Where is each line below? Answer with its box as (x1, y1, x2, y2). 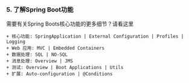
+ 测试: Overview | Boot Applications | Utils (6, 65, 124, 71)
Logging (6, 39, 26, 45)
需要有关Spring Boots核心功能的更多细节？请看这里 (6, 20, 134, 28)
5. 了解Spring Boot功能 (6, 5, 74, 13)
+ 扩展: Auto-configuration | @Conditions (6, 71, 113, 77)
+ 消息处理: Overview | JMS (6, 58, 74, 64)
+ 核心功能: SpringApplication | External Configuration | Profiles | (6, 33, 184, 40)
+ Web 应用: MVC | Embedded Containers (6, 45, 105, 51)
